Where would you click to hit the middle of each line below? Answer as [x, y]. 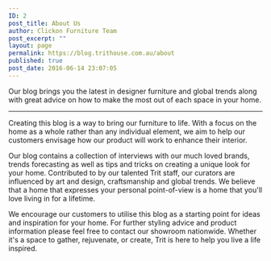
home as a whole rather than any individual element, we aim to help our [127, 131]
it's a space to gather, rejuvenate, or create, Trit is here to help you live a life [134, 239]
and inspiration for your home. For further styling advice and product [123, 222]
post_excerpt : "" [38, 38]
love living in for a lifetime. [52, 198]
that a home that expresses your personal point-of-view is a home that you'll [135, 189]
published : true [35, 61]
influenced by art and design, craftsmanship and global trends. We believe [132, 181]
